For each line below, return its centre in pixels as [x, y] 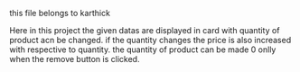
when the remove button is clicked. [75, 59]
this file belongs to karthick [60, 13]
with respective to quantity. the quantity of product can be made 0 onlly [143, 49]
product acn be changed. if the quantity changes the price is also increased [150, 40]
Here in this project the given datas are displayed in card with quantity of [145, 30]
